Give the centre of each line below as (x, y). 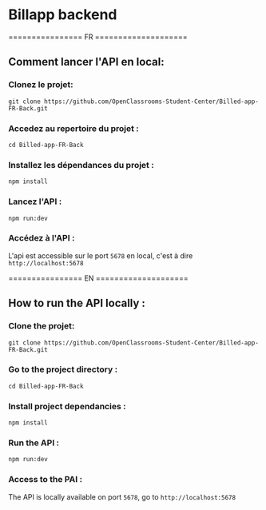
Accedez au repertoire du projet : (74, 128)
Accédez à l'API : (42, 238)
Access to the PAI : (45, 480)
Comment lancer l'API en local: (87, 62)
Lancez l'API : (35, 201)
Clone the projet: (42, 326)
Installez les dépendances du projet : (81, 165)
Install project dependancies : (67, 406)
